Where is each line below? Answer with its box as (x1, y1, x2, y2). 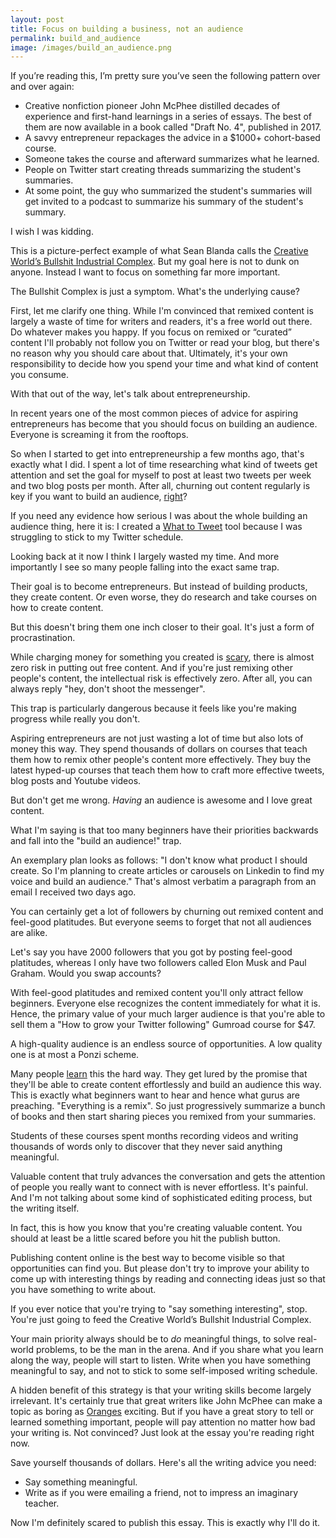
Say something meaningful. (24, 1476, 138, 1488)
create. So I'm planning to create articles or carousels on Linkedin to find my (10, 865, 325, 877)
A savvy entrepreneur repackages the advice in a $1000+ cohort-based (24, 132, 321, 144)
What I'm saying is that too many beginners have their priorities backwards (10, 824, 319, 836)
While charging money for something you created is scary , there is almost (10, 651, 315, 663)
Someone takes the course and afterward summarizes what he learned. (24, 153, 320, 165)
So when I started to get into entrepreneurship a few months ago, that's (10, 448, 305, 460)
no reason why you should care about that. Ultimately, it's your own (10, 347, 288, 360)
